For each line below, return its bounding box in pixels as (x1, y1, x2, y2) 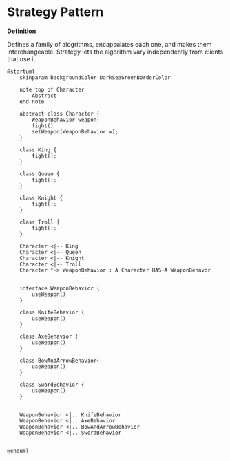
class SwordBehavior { (19, 381, 85, 388)
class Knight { (19, 194, 63, 202)
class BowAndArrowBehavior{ (19, 357, 100, 364)
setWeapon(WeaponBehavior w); (32, 128, 118, 135)
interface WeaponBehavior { (19, 285, 100, 292)
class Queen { (19, 170, 60, 178)
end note (19, 98, 45, 105)
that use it (7, 54, 36, 63)
